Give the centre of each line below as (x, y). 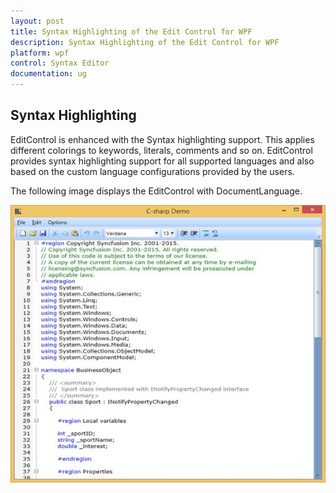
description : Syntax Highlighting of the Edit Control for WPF (145, 42)
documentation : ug (48, 74)
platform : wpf (40, 53)
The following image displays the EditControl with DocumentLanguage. (156, 191)
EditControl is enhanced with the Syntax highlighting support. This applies (162, 139)
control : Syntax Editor (60, 63)
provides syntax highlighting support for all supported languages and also (162, 161)
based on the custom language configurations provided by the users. (152, 171)
